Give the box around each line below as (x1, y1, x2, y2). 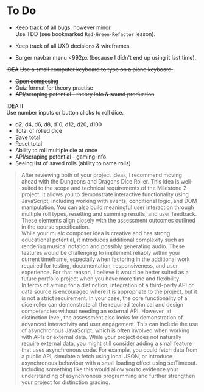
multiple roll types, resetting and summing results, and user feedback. (21, 210, 197, 217)
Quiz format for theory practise (15, 84, 93, 91)
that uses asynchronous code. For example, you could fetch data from (21, 346, 198, 354)
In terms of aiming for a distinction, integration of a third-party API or (21, 281, 194, 288)
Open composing (15, 77, 59, 85)
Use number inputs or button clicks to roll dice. (6, 109, 124, 116)
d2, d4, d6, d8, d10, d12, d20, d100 (15, 120, 102, 128)
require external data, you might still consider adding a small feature (21, 340, 192, 347)
